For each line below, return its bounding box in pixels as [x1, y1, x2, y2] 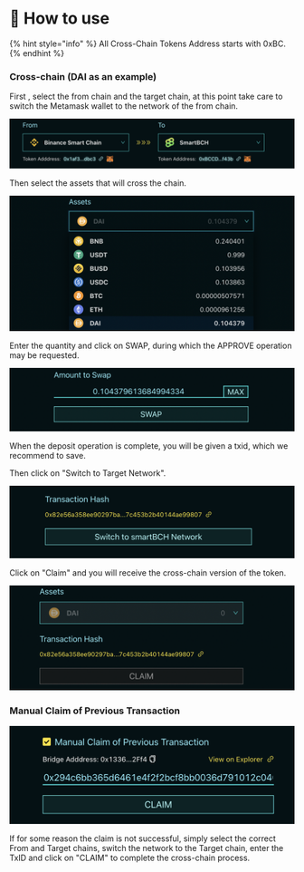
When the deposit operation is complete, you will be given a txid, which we [9, 440, 289, 451]
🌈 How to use [9, 8, 110, 29]
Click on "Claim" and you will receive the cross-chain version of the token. [9, 567, 287, 578]
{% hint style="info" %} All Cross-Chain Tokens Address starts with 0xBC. [9, 38, 287, 49]
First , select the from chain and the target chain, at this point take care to [9, 91, 283, 102]
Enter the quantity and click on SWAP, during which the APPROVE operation [9, 340, 292, 352]
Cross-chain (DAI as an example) [9, 70, 157, 82]
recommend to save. [9, 450, 86, 460]
